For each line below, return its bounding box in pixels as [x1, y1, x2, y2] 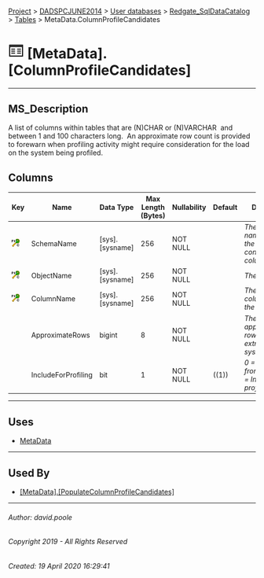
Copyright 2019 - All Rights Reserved [8, 537, 128, 547]
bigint [99, 330, 118, 340]
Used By [8, 466, 50, 480]
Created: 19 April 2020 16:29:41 [8, 561, 110, 570]
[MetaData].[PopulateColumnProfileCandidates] [19, 488, 175, 497]
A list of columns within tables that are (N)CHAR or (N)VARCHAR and [8, 123, 233, 133]
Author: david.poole [8, 512, 73, 522]
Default [213, 202, 238, 212]
